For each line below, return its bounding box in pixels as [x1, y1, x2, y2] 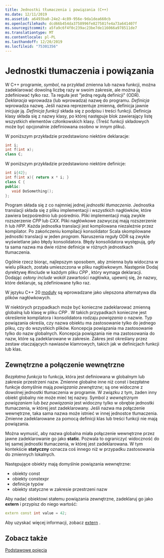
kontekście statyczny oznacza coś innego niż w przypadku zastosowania [5, 446, 155, 452]
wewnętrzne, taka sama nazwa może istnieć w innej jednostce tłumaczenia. [5, 410, 158, 416]
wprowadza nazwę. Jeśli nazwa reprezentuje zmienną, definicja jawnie [5, 102, 149, 109]
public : [5, 184, 21, 189]
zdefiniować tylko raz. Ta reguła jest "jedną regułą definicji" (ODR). [5, 92, 140, 98]
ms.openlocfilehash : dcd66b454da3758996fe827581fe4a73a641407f [5, 21, 137, 26]
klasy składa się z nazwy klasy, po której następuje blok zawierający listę [5, 113, 153, 119]
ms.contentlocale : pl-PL [5, 35, 56, 40]
